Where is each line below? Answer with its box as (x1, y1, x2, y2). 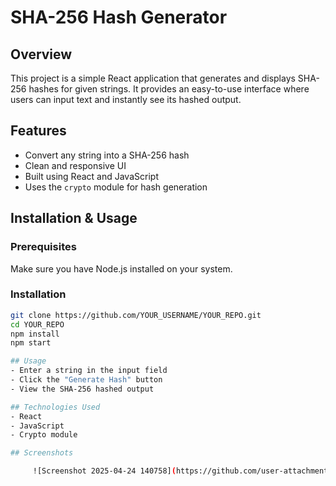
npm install (10, 329, 60, 339)
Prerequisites (10, 240, 77, 254)
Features (10, 122, 67, 140)
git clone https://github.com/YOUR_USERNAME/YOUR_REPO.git (10, 310, 262, 320)
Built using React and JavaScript (24, 170, 159, 182)
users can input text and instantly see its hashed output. (10, 94, 242, 105)
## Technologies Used (10, 402, 101, 412)
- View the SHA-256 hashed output (10, 384, 155, 394)
